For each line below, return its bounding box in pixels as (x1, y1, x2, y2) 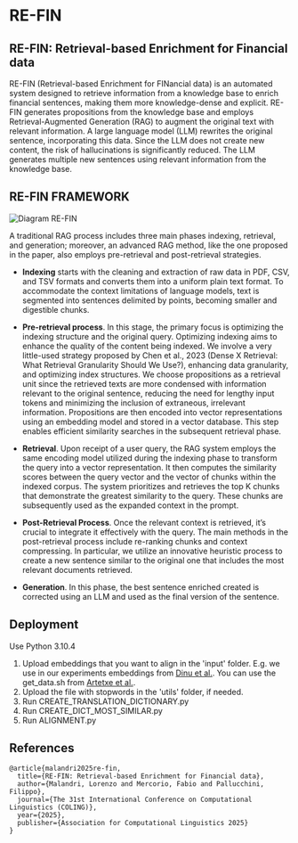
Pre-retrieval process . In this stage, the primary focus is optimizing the (21, 322, 285, 332)
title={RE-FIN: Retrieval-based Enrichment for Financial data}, (17, 772, 265, 781)
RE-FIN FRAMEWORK (9, 189, 131, 205)
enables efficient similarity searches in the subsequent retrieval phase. (21, 425, 282, 437)
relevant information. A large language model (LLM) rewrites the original (9, 126, 273, 136)
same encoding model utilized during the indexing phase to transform (21, 452, 278, 463)
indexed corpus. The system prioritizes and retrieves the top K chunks (21, 480, 280, 491)
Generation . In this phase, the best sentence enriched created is (21, 581, 260, 593)
